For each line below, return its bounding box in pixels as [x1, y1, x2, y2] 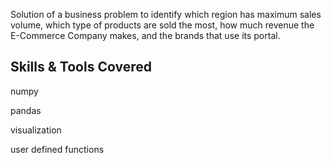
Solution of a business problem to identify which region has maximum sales [10, 9, 322, 20]
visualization [10, 124, 62, 136]
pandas [10, 104, 42, 116]
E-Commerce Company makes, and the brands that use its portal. [10, 30, 281, 41]
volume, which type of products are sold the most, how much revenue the [10, 19, 315, 31]
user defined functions [10, 143, 105, 155]
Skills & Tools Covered [10, 59, 152, 76]
